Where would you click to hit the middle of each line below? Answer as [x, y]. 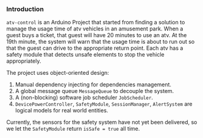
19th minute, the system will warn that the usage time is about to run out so [101, 42]
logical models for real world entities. [62, 111]
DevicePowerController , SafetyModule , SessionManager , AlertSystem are [104, 104]
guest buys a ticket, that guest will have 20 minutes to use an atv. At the [97, 35]
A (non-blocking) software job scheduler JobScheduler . [84, 98]
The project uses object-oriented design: [58, 73]
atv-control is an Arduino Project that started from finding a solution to [96, 22]
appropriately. [24, 61]
